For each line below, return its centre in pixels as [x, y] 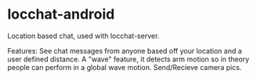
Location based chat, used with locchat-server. [83, 36]
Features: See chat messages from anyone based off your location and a [125, 50]
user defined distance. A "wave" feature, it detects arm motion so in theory [128, 59]
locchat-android [61, 14]
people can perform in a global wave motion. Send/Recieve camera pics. [125, 67]
